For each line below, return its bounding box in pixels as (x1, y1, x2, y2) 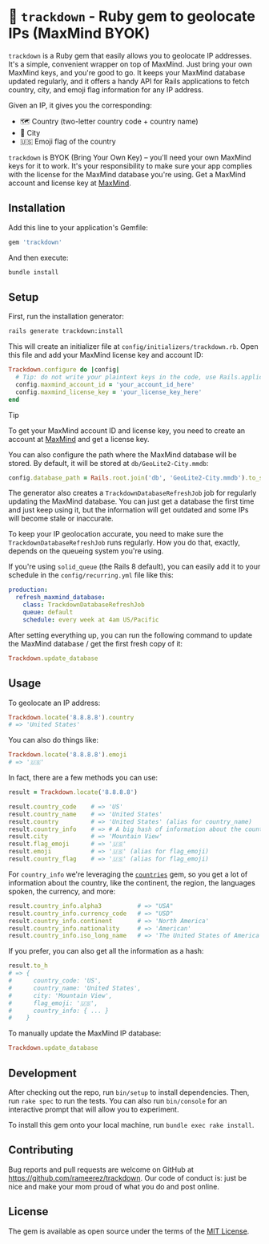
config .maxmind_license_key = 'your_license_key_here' (15, 388, 203, 396)
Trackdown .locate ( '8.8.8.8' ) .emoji (8, 751, 127, 759)
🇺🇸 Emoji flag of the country (19, 136, 116, 146)
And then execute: (8, 253, 69, 262)
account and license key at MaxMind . (8, 178, 132, 188)
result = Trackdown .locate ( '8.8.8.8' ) (8, 788, 138, 796)
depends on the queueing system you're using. (8, 546, 164, 556)
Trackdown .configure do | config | (8, 366, 120, 374)
